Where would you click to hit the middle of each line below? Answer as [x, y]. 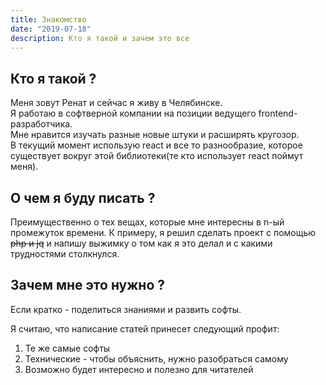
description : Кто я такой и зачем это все [100, 38]
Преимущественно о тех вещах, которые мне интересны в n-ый [147, 222]
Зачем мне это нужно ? [88, 285]
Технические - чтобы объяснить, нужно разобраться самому [156, 358]
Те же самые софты [67, 348]
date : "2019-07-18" [51, 29]
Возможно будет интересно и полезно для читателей [139, 369]
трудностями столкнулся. [65, 254]
